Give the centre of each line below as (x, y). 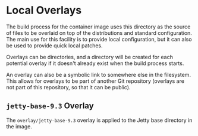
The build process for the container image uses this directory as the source (98, 27)
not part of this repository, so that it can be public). (68, 87)
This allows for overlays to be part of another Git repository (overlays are (95, 81)
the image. (19, 126)
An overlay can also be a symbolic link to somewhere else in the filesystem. (99, 75)
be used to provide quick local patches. (54, 46)
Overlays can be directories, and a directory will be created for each (90, 57)
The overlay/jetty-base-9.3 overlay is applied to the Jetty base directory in (99, 120)
